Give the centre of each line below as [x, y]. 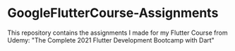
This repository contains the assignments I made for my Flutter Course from [117, 33]
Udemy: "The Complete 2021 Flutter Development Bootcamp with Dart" [111, 40]
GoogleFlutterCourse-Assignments [113, 13]
